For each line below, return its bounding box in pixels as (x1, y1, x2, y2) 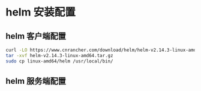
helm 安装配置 (5, 5, 76, 19)
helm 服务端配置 (5, 76, 67, 86)
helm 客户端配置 (5, 31, 67, 41)
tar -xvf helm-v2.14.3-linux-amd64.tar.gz (5, 52, 113, 58)
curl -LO (5, 47, 28, 53)
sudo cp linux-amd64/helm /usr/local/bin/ (5, 58, 113, 64)
